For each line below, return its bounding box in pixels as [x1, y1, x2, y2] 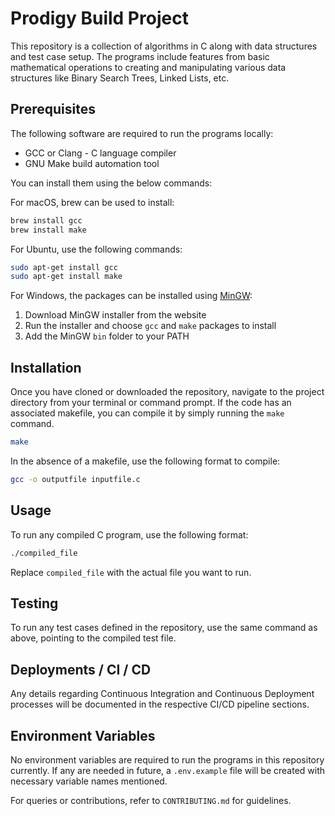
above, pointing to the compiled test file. [10, 632, 177, 644]
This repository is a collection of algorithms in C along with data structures [10, 40, 318, 52]
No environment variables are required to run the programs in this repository [10, 753, 325, 766]
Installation [10, 359, 82, 376]
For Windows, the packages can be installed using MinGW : [10, 290, 253, 302]
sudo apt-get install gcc [10, 262, 118, 272]
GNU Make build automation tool [24, 157, 160, 169]
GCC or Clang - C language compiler [24, 147, 177, 159]
